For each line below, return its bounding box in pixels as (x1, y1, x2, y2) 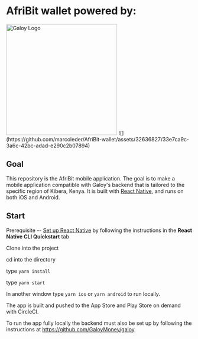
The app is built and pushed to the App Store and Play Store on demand (6, 302, 181, 309)
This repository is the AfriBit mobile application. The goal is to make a (6, 175, 176, 182)
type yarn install (6, 267, 51, 275)
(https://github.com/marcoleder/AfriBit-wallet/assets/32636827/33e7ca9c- (6, 135, 190, 143)
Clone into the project (6, 244, 59, 251)
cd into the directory (6, 256, 56, 263)
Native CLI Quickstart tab (6, 233, 70, 240)
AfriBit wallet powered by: (6, 4, 137, 18)
